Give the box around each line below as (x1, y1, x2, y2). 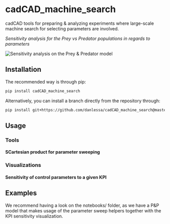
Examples (5, 189, 37, 198)
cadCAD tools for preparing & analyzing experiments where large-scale (5, 20, 154, 26)
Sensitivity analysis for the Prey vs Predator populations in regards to (5, 35, 150, 41)
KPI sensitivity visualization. (5, 213, 63, 219)
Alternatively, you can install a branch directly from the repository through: (5, 98, 160, 104)
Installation (5, 65, 41, 74)
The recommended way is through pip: (5, 78, 86, 84)
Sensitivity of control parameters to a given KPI (5, 174, 107, 180)
